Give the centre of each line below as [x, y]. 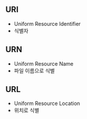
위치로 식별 [27, 110]
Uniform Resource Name [43, 63]
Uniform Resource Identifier [47, 23]
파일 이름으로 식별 [34, 70]
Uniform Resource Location [47, 103]
